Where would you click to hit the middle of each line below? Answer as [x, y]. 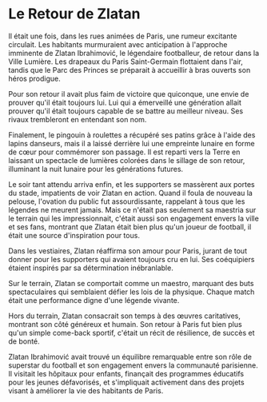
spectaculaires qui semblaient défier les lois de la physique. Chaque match [132, 292]
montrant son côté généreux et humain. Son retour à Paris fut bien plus [125, 324]
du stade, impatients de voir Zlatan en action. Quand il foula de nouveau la [131, 193]
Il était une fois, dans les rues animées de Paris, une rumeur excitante [123, 36]
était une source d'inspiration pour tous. [74, 235]
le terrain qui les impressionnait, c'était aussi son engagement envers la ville [134, 218]
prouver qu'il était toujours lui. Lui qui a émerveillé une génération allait [125, 102]
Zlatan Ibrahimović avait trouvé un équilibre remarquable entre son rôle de [130, 356]
